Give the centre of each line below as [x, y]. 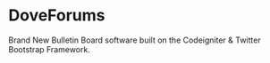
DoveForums [57, 16]
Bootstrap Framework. [49, 49]
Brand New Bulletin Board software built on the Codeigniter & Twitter [135, 40]
